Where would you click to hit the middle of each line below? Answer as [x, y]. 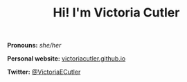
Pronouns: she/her [34, 45]
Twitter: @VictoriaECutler [44, 72]
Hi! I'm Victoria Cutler [116, 13]
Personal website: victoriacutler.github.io [66, 58]
